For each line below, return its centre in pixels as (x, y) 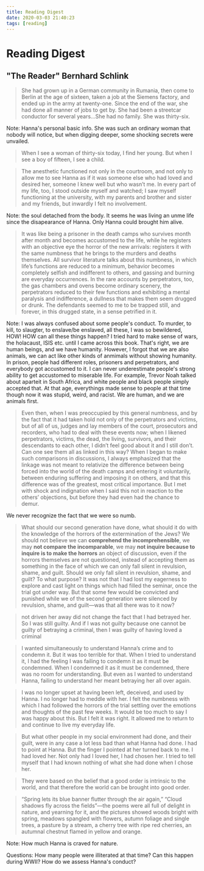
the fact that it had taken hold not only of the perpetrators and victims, (109, 420)
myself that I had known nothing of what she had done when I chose (107, 762)
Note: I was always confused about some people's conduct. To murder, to (99, 323)
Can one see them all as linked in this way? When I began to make (104, 452)
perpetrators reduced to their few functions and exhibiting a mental (105, 292)
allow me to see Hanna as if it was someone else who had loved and (107, 178)
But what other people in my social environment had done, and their (106, 737)
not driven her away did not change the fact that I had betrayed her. (106, 617)
